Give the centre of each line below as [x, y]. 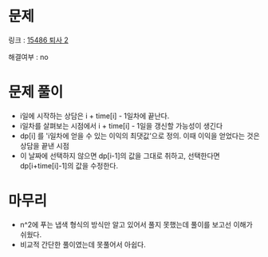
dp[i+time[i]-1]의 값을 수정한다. [69, 165]
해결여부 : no [29, 57]
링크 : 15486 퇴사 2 [39, 40]
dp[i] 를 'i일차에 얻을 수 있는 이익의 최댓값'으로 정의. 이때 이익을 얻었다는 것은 [140, 136]
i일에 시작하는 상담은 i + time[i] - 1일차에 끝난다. [95, 116]
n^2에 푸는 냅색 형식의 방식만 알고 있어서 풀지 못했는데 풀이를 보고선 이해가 [136, 224]
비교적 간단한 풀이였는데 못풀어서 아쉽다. [83, 244]
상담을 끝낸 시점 [44, 145]
